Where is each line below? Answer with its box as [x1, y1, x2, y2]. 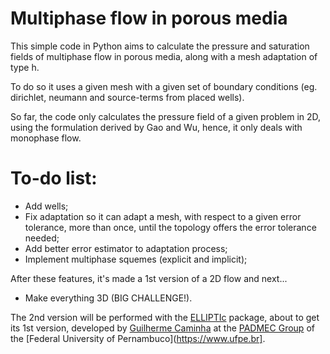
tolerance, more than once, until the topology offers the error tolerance [24, 221, 317, 233]
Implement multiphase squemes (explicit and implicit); [24, 253, 248, 265]
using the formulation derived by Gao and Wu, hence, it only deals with [10, 121, 303, 133]
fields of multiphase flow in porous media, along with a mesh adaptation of [10, 50, 318, 62]
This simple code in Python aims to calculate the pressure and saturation [10, 40, 310, 52]
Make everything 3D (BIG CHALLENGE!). [24, 292, 193, 304]
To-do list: [10, 167, 98, 190]
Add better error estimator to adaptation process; [24, 242, 228, 254]
